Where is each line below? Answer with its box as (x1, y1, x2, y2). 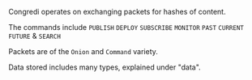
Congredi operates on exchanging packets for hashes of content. (8, 7, 226, 16)
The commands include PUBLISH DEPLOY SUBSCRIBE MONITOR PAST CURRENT (8, 23, 245, 32)
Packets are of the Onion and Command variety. (8, 47, 158, 56)
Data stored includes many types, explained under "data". (8, 62, 201, 72)
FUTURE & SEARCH (8, 32, 61, 40)
